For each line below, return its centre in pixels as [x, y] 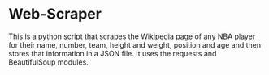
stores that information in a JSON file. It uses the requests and [113, 53]
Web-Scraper [55, 14]
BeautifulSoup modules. [49, 62]
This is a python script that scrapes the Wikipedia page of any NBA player [132, 36]
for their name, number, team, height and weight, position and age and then [135, 44]
